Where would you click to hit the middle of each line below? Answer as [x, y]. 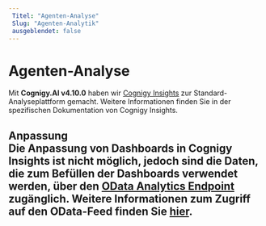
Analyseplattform [37, 102]
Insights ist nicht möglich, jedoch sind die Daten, [133, 161]
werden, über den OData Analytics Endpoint [121, 186]
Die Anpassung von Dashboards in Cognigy [120, 148]
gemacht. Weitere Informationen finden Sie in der [149, 102]
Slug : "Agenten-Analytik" [55, 23]
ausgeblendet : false [46, 31]
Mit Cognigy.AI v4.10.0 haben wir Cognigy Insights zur [100, 93]
